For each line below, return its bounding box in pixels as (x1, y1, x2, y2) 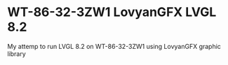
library (7, 50, 26, 58)
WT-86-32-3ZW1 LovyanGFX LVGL (7, 4, 217, 20)
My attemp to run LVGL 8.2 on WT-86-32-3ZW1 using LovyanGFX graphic (7, 42, 221, 50)
